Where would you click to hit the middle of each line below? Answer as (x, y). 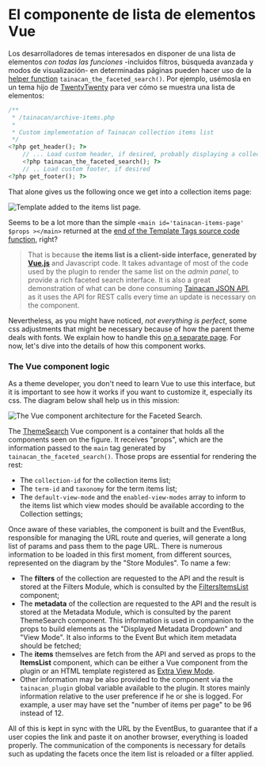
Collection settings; (51, 514)
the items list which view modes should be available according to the (132, 505)
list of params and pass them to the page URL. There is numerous (116, 546)
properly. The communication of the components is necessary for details (127, 745)
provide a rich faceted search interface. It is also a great (119, 280)
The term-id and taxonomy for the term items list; (99, 488)
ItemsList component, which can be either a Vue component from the (133, 662)
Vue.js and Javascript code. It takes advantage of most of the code (138, 262)
